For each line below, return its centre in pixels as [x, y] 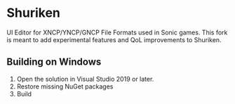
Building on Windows [54, 62]
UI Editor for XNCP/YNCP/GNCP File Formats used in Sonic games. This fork [117, 32]
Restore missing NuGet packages [65, 86]
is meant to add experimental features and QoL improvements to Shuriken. [114, 39]
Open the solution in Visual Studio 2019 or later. [85, 79]
